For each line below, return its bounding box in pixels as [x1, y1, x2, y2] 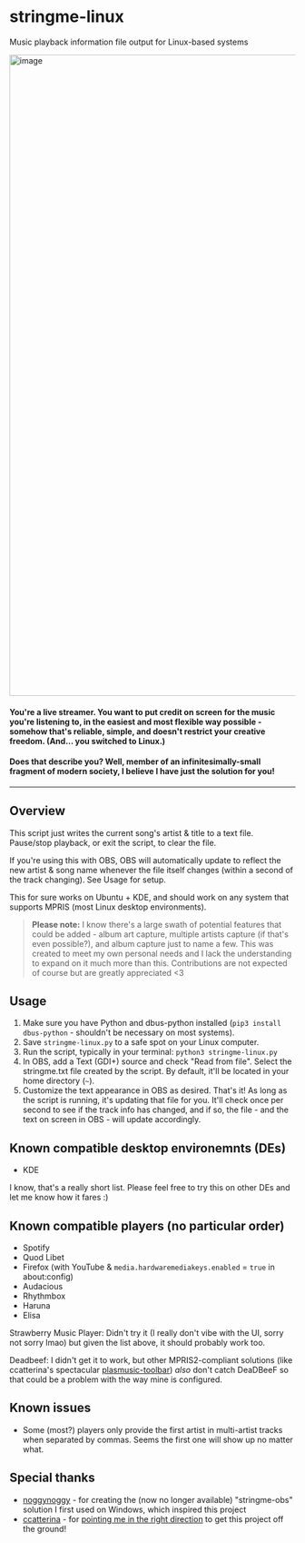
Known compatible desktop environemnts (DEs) [9, 1140, 286, 1156]
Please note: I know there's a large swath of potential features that [31, 919, 282, 930]
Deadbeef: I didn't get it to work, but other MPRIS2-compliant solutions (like [9, 1354, 293, 1365]
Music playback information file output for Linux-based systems [9, 36, 249, 47]
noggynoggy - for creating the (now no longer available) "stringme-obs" [22, 1494, 293, 1505]
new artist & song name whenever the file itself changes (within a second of [9, 864, 293, 875]
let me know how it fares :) [9, 1192, 109, 1203]
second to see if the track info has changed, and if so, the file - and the [22, 1104, 289, 1115]
